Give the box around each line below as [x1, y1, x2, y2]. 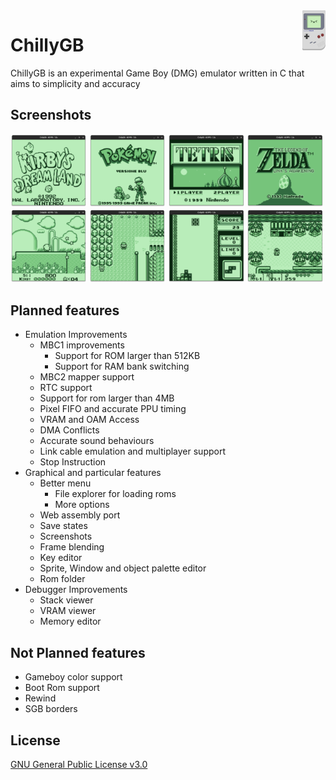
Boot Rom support [24, 682, 100, 694]
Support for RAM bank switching [54, 360, 190, 373]
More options [54, 499, 110, 511]
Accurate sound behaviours [39, 435, 155, 447]
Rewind [24, 692, 57, 704]
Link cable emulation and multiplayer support [39, 445, 226, 458]
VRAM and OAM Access [39, 414, 140, 426]
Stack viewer [39, 594, 94, 606]
